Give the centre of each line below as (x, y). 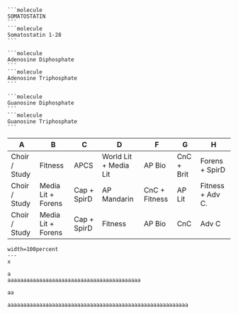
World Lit (117, 157)
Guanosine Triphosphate (42, 122)
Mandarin (118, 199)
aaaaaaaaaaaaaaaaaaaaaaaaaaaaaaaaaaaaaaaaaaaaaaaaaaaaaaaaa (98, 305)
